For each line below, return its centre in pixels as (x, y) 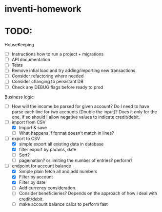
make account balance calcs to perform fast (63, 204)
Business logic (19, 97)
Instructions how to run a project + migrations (58, 54)
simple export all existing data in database (61, 144)
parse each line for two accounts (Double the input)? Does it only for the (84, 112)
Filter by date (32, 182)
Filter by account (36, 177)
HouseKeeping (20, 45)
